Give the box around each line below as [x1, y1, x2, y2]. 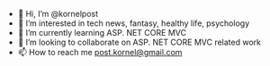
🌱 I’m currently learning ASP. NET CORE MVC [17, 28, 187, 37]
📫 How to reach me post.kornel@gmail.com [17, 47, 183, 57]
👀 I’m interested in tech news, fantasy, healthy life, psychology [17, 18, 250, 29]
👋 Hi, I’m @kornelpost [17, 9, 99, 19]
